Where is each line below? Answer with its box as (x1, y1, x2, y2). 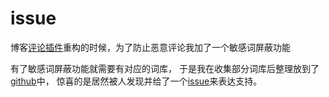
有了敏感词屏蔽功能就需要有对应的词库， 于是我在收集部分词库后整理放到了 (10, 62, 320, 74)
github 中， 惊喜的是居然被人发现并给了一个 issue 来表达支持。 (10, 75, 263, 87)
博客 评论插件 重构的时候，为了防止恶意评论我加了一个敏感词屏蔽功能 (10, 41, 291, 53)
